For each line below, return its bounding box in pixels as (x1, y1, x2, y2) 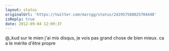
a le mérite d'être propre (5, 40, 56, 46)
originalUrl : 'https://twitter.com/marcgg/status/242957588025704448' (5, 12, 157, 17)
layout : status (5, 7, 37, 12)
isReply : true (5, 16, 35, 21)
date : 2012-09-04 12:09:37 (5, 21, 62, 26)
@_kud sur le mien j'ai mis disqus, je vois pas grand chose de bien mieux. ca (5, 35, 164, 41)
